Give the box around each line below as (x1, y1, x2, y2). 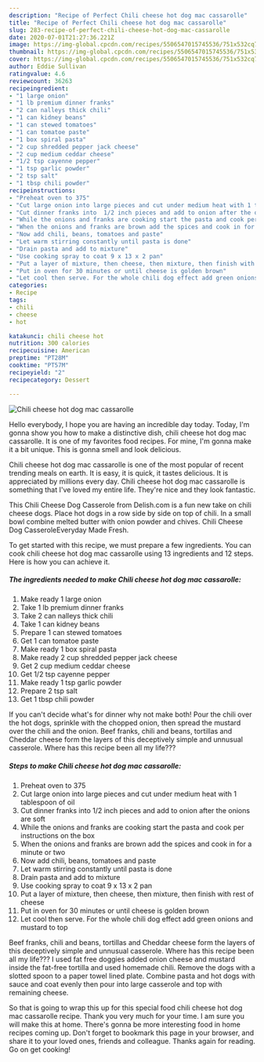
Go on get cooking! (9, 1045, 71, 1054)
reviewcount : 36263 (9, 77, 73, 85)
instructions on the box (20, 831, 95, 841)
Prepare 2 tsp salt (20, 686, 78, 695)
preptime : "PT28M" (9, 354, 69, 362)
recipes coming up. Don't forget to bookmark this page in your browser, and (9, 1028, 255, 1038)
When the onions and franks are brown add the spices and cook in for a (20, 839, 252, 849)
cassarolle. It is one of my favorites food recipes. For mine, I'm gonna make (9, 436, 251, 446)
